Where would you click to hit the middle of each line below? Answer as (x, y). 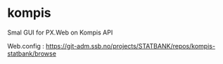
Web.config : (26, 46)
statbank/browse (32, 53)
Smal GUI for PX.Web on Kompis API (60, 32)
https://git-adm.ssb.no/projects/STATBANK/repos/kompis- (130, 46)
